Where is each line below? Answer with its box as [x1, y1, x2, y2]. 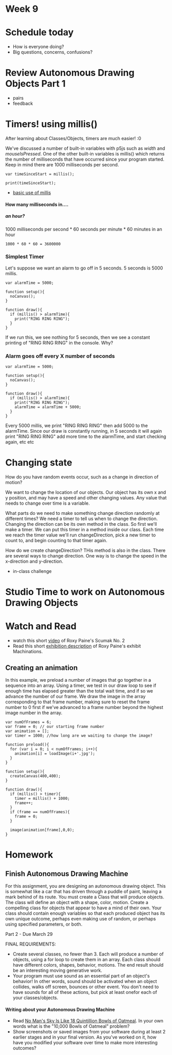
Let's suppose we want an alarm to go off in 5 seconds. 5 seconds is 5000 [5, 265, 163, 271]
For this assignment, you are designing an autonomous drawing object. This [5, 883, 166, 889]
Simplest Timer [5, 253, 45, 260]
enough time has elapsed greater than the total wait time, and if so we [5, 688, 153, 694]
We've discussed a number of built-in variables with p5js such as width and [5, 145, 165, 151]
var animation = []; [5, 728, 50, 734]
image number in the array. [5, 709, 63, 716]
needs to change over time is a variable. [5, 500, 90, 506]
